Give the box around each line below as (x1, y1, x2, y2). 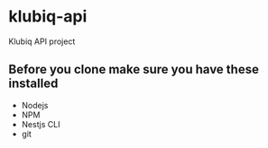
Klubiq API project (8, 36, 76, 47)
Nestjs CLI (21, 118, 60, 129)
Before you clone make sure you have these (8, 62, 259, 77)
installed (8, 76, 59, 91)
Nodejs (21, 100, 49, 110)
